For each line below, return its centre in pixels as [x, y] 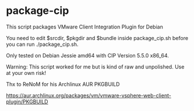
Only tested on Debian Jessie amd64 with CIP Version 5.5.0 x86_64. [87, 55]
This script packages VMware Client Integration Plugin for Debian [84, 27]
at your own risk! [26, 73]
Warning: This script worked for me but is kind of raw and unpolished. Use [95, 67]
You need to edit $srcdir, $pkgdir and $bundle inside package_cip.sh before [97, 38]
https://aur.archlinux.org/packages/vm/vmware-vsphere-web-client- [89, 95]
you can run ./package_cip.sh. [42, 44]
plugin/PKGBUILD [27, 101]
